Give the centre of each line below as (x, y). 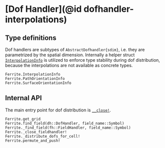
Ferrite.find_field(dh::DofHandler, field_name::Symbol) (65, 123)
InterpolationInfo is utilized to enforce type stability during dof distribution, (82, 60)
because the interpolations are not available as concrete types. (69, 65)
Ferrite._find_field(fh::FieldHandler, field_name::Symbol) (68, 128)
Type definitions (31, 38)
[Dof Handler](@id (44, 9)
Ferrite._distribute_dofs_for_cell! (43, 136)
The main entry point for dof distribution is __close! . (58, 110)
